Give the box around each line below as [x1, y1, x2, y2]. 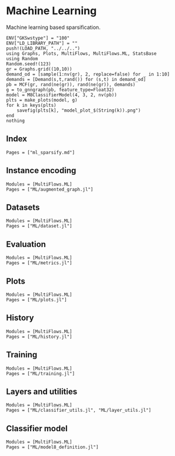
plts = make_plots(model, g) [6, 97, 78, 103]
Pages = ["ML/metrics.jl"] [6, 260, 72, 266]
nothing [6, 118, 25, 123]
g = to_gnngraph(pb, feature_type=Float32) [6, 87, 115, 93]
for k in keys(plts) [6, 102, 57, 108]
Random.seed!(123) [6, 61, 51, 67]
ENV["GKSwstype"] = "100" [6, 35, 70, 41]
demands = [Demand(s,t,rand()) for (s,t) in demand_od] [6, 76, 146, 82]
